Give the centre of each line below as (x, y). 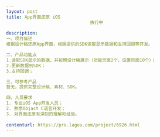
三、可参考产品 (21, 82)
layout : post (22, 11)
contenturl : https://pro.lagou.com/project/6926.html (73, 125)
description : (22, 33)
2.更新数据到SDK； (26, 66)
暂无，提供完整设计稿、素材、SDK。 (43, 87)
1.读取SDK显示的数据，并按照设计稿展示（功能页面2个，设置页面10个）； (81, 60)
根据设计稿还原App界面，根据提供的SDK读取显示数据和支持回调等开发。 (79, 44)
